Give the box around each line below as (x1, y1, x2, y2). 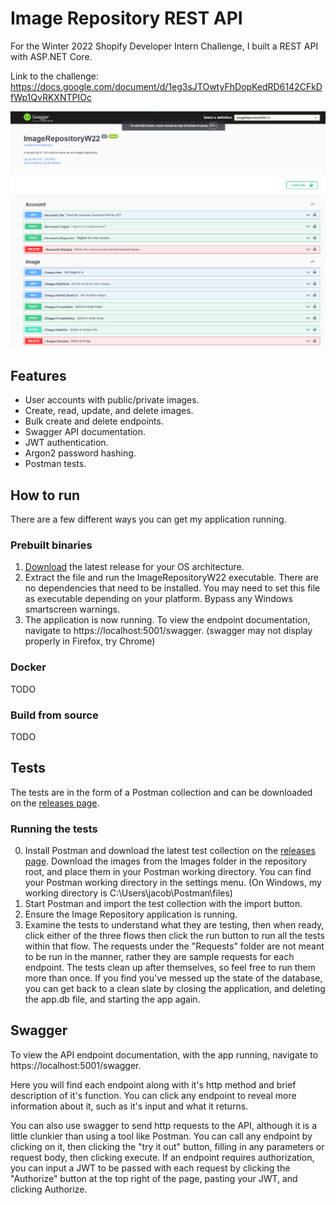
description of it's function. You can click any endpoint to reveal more (10, 1089, 297, 1101)
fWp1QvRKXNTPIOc (10, 91, 92, 103)
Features (10, 367, 67, 384)
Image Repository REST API (10, 7, 243, 30)
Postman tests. (24, 458, 87, 470)
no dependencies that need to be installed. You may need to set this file (24, 582, 321, 594)
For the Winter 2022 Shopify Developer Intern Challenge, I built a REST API (10, 40, 319, 52)
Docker (10, 660, 47, 674)
